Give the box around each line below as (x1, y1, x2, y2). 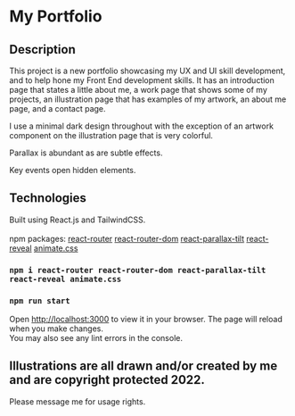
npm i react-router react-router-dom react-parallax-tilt (9, 265, 266, 275)
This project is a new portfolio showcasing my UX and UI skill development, (9, 65, 286, 76)
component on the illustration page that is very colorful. (9, 130, 214, 140)
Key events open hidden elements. (9, 165, 136, 175)
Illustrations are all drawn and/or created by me (9, 359, 278, 374)
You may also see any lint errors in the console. (9, 333, 183, 344)
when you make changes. (9, 323, 104, 334)
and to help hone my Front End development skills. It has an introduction (9, 75, 275, 86)
